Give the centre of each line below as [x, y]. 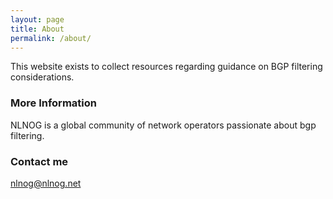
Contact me [39, 161]
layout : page [37, 19]
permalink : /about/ [51, 38]
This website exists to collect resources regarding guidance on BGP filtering [166, 67]
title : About [37, 29]
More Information [53, 103]
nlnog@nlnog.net [46, 183]
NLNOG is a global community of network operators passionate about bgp [163, 125]
